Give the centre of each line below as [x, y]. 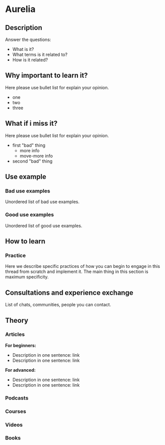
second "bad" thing [32, 161]
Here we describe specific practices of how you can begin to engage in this [83, 266]
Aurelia [20, 9]
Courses [16, 411]
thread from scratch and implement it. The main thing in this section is [77, 272]
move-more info [36, 156]
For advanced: [20, 370]
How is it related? [30, 60]
